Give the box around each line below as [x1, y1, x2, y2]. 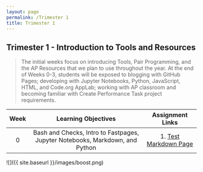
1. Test [159, 132, 180, 141]
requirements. [21, 97, 56, 104]
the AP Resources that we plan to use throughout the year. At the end [21, 64, 194, 72]
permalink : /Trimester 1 [6, 14, 69, 20]
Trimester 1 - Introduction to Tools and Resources [6, 42, 196, 52]
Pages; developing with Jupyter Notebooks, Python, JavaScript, [21, 78, 181, 85]
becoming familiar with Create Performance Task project [21, 90, 162, 97]
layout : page [6, 8, 39, 15]
